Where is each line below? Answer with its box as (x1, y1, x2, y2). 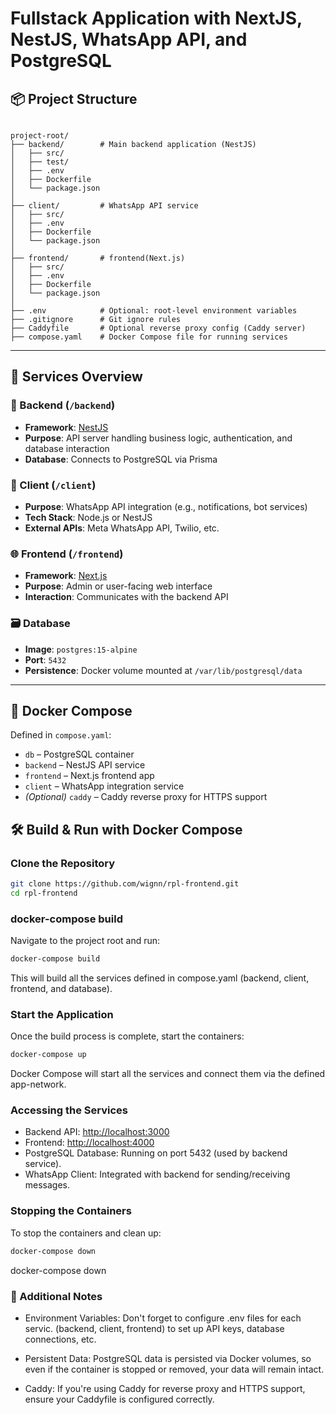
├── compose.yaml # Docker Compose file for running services (10, 332, 288, 342)
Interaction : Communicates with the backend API (24, 591, 229, 603)
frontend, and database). (10, 983, 113, 994)
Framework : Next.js (24, 570, 108, 582)
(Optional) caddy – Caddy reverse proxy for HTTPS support (24, 791, 268, 803)
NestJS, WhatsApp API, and (10, 28, 248, 51)
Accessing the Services (10, 1103, 128, 1117)
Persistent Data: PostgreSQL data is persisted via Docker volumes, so (24, 1352, 312, 1364)
